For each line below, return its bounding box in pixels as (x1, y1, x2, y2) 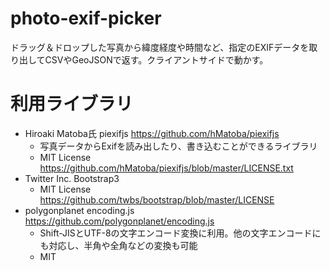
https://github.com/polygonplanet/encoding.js (24, 215, 215, 227)
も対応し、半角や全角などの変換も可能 (39, 239, 198, 251)
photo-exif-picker (10, 7, 162, 30)
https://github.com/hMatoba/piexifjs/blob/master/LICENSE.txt (39, 162, 294, 174)
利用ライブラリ (10, 93, 134, 116)
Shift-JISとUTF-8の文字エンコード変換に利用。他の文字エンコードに (39, 227, 322, 239)
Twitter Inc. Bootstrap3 (24, 172, 120, 184)
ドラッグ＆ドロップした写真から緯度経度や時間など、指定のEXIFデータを (10, 41, 310, 53)
